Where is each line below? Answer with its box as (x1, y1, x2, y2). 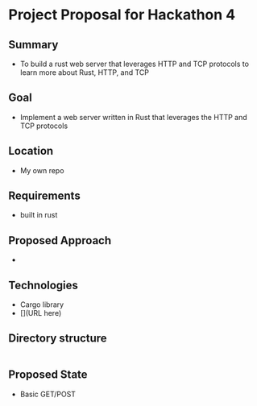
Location (8, 144, 54, 158)
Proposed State (8, 368, 88, 382)
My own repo (19, 165, 64, 175)
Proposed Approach (8, 234, 112, 247)
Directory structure (8, 332, 107, 346)
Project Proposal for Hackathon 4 (8, 6, 236, 24)
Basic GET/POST (19, 389, 77, 399)
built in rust (19, 210, 58, 220)
